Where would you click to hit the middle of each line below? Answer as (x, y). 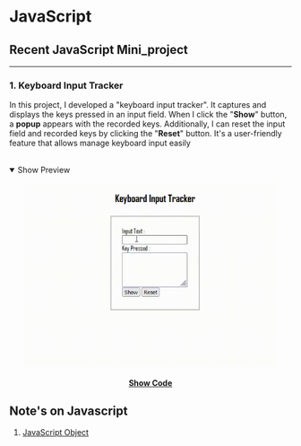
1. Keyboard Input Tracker (66, 85)
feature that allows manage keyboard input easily (100, 143)
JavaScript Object (56, 433)
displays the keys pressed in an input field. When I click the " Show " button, (148, 115)
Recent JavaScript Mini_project (99, 50)
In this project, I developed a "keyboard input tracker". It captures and (138, 105)
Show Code (150, 382)
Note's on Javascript (69, 411)
